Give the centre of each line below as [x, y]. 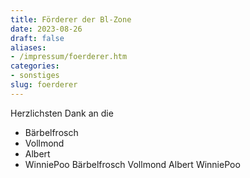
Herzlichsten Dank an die [62, 113]
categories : [35, 66]
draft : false [37, 38]
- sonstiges [35, 76]
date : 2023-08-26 [46, 29]
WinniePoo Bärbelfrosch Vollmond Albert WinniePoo [132, 164]
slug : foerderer [44, 85]
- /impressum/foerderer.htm [69, 57]
